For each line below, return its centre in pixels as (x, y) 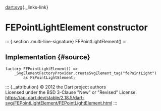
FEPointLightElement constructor (76, 28)
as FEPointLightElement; (49, 77)
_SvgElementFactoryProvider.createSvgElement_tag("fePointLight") (86, 73)
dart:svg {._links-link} (27, 7)
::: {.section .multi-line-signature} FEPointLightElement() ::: (66, 41)
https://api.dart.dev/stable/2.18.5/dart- (45, 97)
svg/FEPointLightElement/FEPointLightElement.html (59, 103)
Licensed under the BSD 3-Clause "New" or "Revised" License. (71, 92)
